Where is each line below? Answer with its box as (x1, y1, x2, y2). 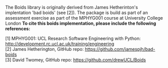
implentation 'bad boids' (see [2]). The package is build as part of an (5, 10, 148, 16)
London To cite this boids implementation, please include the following (5, 20, 156, 26)
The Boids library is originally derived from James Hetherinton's (5, 5, 138, 10)
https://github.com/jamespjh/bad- (85, 46, 155, 52)
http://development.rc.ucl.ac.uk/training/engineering (5, 41, 115, 47)
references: (5, 26, 30, 32)
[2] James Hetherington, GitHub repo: (5, 46, 84, 52)
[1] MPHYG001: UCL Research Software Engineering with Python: (5, 35, 141, 41)
